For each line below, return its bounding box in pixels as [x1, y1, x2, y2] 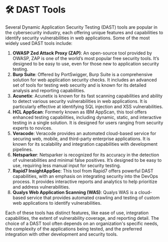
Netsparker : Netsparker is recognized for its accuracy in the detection [12, 152, 159, 158]
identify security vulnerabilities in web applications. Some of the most [5, 35, 150, 41]
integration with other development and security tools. [5, 231, 118, 237]
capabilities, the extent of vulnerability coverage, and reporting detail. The [5, 215, 159, 221]
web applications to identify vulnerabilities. [12, 200, 102, 206]
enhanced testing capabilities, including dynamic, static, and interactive [12, 114, 161, 120]
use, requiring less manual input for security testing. [12, 162, 121, 168]
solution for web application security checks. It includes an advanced [12, 77, 157, 83]
